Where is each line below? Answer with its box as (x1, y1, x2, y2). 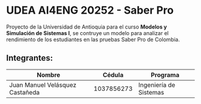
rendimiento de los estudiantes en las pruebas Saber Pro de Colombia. (6, 36, 180, 43)
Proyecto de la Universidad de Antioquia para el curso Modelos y (6, 23, 167, 30)
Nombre (36, 71, 61, 79)
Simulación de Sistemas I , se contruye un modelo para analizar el (6, 29, 169, 36)
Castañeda (9, 88, 40, 96)
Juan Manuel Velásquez (9, 81, 77, 89)
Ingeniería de (138, 81, 175, 89)
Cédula (102, 71, 124, 79)
